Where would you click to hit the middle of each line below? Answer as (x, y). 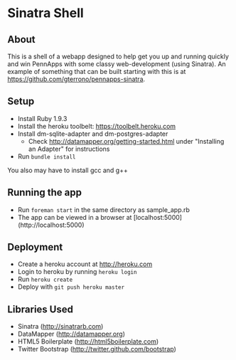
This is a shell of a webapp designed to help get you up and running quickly (118, 56)
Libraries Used (40, 309)
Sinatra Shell (45, 13)
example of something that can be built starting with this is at (97, 72)
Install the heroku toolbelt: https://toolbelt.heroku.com (97, 126)
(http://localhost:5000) (51, 225)
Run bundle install (47, 156)
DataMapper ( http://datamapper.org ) (71, 334)
